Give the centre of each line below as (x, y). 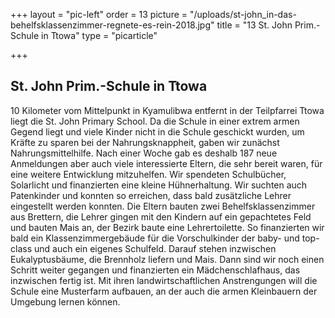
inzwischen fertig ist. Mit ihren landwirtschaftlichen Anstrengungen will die (164, 280)
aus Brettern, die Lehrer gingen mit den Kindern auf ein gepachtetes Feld (161, 216)
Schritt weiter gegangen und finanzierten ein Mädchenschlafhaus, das (155, 270)
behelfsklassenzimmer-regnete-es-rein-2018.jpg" (112, 25)
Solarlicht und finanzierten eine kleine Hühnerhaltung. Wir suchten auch (159, 185)
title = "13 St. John (254, 25)
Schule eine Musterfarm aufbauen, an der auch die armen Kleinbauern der (164, 291)
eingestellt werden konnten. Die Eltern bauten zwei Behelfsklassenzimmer (163, 206)
